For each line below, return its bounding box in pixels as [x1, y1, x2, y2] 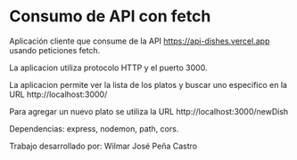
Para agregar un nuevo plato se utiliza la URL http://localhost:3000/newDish [9, 106, 289, 116]
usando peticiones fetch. [9, 44, 101, 55]
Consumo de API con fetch [9, 6, 211, 27]
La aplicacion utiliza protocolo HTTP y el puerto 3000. [9, 62, 208, 73]
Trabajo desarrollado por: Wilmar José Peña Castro [9, 140, 198, 151]
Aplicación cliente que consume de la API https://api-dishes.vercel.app [9, 36, 270, 46]
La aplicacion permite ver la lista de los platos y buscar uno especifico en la [9, 79, 288, 90]
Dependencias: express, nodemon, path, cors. [9, 123, 179, 134]
